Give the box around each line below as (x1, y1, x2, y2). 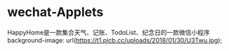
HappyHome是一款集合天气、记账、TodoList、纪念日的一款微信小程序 (7, 28, 210, 36)
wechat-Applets (7, 4, 104, 20)
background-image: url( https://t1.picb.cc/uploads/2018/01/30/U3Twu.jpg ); (7, 36, 223, 44)
